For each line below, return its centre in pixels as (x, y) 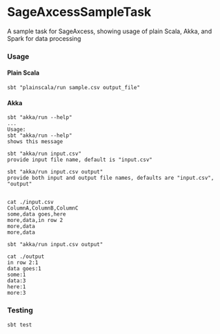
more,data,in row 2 (35, 221)
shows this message (35, 142)
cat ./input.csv (30, 202)
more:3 (17, 293)
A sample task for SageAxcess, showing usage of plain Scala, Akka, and (110, 31)
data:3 (17, 281)
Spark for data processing (44, 38)
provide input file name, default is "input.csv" (80, 160)
